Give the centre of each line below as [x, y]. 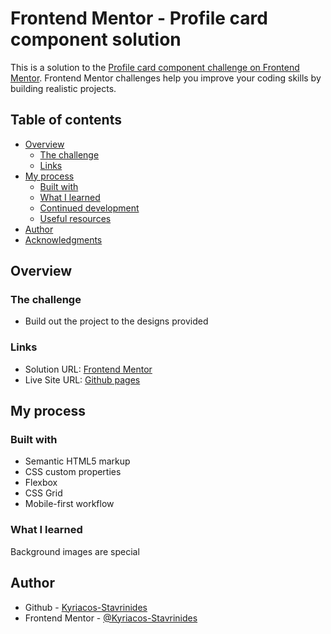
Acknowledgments [63, 239]
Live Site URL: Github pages [82, 379]
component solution [96, 39]
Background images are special [75, 551]
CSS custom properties [73, 472]
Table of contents [66, 120]
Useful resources [75, 218]
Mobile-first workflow [69, 504]
